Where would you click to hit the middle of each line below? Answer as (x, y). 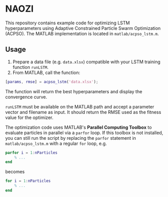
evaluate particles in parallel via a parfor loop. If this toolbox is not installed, (84, 133)
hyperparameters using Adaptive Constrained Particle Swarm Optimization (83, 28)
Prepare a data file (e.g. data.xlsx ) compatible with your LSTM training (87, 62)
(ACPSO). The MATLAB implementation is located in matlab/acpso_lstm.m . (82, 33)
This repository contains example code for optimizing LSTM (68, 23)
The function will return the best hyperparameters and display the (74, 91)
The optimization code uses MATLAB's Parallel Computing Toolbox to (78, 127)
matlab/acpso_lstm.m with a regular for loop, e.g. (56, 143)
